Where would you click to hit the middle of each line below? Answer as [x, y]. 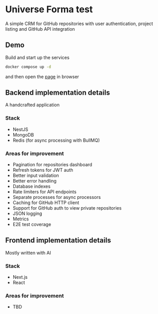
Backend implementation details [58, 93]
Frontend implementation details [58, 241]
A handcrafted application [32, 105]
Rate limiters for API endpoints [44, 192]
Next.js [20, 277]
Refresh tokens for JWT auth [43, 170]
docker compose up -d [28, 67]
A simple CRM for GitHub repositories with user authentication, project [79, 24]
